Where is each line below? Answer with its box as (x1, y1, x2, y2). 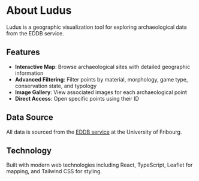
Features (6, 47, 40, 58)
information (14, 70, 44, 77)
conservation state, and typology (14, 82, 97, 89)
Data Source (6, 112, 53, 123)
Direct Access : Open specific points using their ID (14, 95, 140, 102)
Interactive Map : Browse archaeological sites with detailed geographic (14, 63, 191, 70)
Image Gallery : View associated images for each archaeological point (14, 88, 187, 96)
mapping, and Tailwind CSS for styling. (6, 168, 102, 175)
